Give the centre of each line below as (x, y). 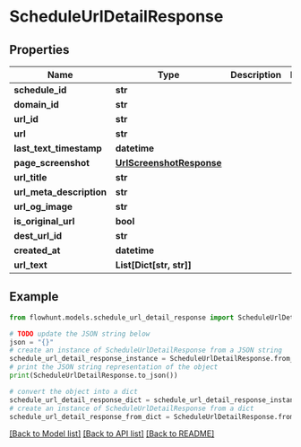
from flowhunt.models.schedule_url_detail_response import (122, 317)
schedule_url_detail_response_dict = (80, 400)
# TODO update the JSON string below (80, 334)
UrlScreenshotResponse (168, 163)
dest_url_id (38, 236)
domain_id (37, 105)
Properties (39, 50)
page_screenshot (52, 163)
